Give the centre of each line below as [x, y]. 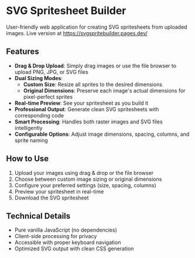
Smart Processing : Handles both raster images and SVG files [88, 122]
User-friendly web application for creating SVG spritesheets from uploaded [97, 27]
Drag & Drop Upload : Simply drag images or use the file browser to [95, 66]
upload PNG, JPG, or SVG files [51, 72]
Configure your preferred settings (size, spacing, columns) [85, 185]
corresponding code [39, 115]
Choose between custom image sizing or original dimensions [88, 179]
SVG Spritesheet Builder [66, 11]
